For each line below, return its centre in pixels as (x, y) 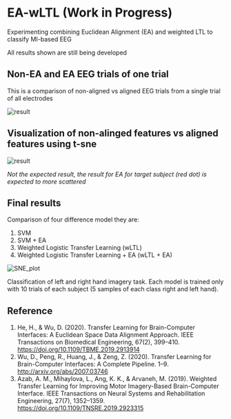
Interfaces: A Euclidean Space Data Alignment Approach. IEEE (106, 335)
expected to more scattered (47, 182)
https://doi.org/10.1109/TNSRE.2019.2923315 (80, 408)
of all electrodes (30, 98)
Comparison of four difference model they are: (73, 220)
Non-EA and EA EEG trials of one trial (88, 74)
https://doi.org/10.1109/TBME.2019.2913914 (78, 349)
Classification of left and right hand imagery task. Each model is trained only (115, 282)
